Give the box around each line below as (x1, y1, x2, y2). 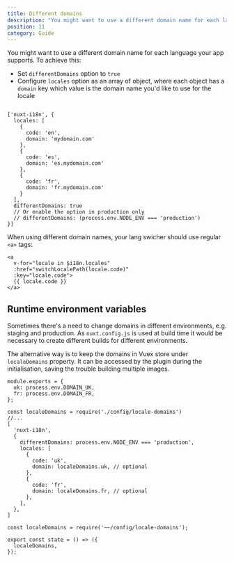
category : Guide (7, 29, 54, 37)
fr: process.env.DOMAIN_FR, (13, 390, 95, 397)
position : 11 (7, 23, 45, 30)
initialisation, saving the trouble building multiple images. (7, 364, 170, 373)
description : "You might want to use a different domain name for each (7, 17, 219, 24)
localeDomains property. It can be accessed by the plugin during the (7, 358, 203, 366)
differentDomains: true (13, 202, 82, 209)
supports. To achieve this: (7, 56, 81, 65)
